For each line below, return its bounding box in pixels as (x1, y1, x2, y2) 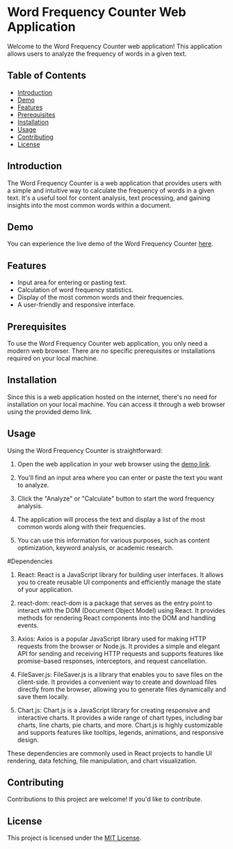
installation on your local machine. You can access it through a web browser (7, 400, 226, 408)
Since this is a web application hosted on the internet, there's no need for (7, 392, 218, 401)
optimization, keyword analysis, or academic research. (17, 543, 174, 551)
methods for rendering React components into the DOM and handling (17, 613, 216, 622)
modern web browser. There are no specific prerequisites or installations (7, 346, 216, 355)
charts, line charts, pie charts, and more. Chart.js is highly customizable (17, 721, 223, 729)
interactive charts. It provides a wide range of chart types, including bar (17, 713, 223, 721)
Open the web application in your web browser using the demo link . (17, 459, 211, 468)
